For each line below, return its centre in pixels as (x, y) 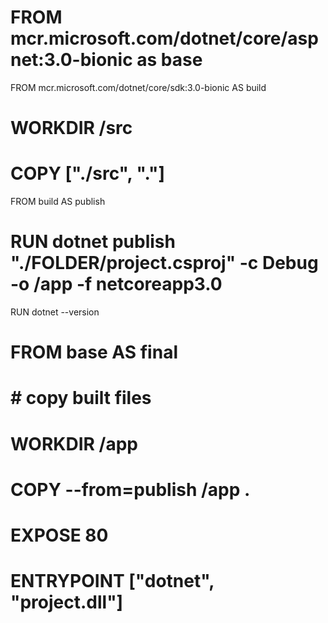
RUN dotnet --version (55, 312)
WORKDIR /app (74, 443)
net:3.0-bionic (71, 60)
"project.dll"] (67, 602)
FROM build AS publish (58, 202)
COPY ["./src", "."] (88, 173)
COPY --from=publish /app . (130, 489)
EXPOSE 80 (59, 535)
